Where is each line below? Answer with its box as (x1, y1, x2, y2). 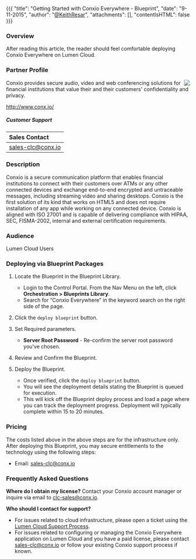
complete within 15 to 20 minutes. (23, 408, 104, 415)
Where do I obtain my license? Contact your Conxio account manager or (6, 488, 182, 495)
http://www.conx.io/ (6, 103, 54, 110)
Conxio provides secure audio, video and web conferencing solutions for (6, 79, 181, 87)
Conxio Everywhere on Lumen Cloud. (6, 51, 96, 58)
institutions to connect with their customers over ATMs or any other (6, 180, 168, 187)
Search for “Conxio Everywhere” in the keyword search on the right (23, 296, 185, 303)
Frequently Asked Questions (6, 474, 89, 482)
